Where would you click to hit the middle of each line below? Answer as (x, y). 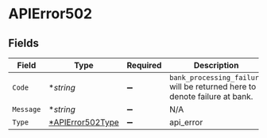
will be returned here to (213, 86)
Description (216, 65)
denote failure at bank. (211, 96)
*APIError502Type (84, 122)
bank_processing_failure (217, 77)
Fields (24, 43)
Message (27, 109)
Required (144, 65)
